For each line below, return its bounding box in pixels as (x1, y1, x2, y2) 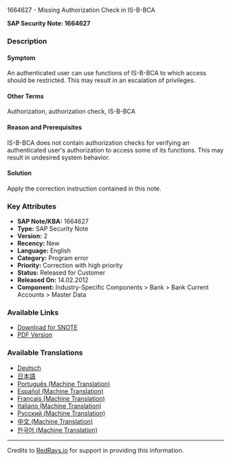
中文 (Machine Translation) (16, 417, 93, 425)
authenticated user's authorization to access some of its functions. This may (7, 146, 224, 154)
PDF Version (16, 331, 53, 339)
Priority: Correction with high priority (16, 262, 123, 270)
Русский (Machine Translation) (16, 409, 106, 417)
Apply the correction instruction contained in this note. (7, 184, 162, 193)
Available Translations (7, 348, 83, 357)
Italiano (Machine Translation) (16, 402, 102, 410)
